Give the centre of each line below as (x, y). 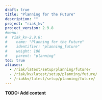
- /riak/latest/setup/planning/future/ (50, 70)
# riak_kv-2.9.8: (24, 38)
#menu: (12, 33)
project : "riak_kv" (25, 24)
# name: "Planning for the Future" (45, 42)
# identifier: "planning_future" (42, 47)
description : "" (22, 19)
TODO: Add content (25, 93)
